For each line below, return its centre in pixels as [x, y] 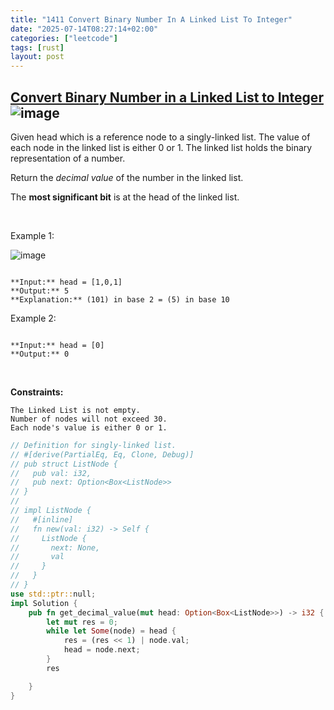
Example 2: [33, 318]
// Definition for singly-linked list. [93, 445]
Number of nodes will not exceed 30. [89, 419]
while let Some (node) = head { [111, 631]
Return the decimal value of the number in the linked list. [127, 177]
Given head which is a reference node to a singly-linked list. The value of [160, 137]
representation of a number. [68, 158]
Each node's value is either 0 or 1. [89, 427]
